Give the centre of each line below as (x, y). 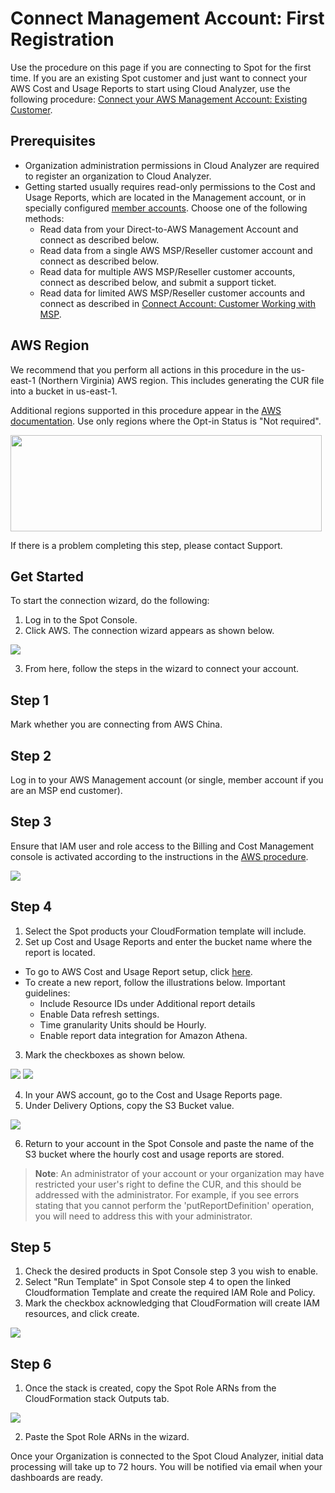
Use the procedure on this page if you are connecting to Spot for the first (161, 67)
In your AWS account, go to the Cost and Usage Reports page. (153, 1094)
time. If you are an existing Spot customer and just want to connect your (159, 78)
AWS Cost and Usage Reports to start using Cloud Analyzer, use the (150, 88)
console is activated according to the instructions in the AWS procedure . (159, 856)
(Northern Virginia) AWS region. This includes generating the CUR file (181, 380)
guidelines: (47, 993)
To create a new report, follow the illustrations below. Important (155, 982)
